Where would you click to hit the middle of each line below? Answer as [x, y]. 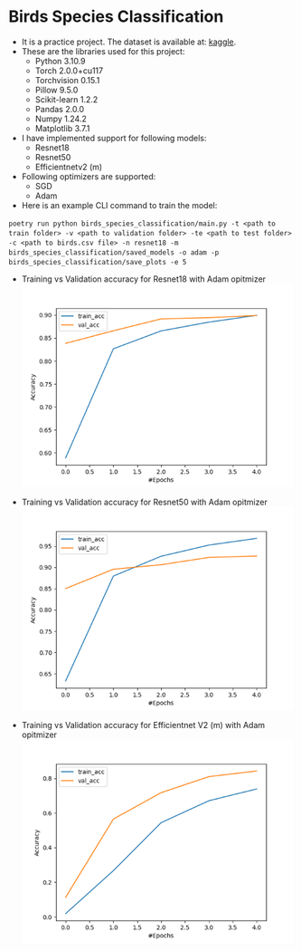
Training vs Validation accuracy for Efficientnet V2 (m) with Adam [143, 725]
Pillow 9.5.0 [56, 90]
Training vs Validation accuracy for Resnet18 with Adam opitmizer [144, 279]
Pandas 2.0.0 [60, 109]
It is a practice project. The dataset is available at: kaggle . [129, 42]
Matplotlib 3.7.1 [62, 128]
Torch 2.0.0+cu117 [69, 71]
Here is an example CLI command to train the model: [119, 205]
